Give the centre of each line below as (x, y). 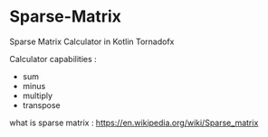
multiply (37, 96)
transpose (41, 105)
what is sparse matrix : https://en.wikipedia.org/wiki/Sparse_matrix (134, 123)
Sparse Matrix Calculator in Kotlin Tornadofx (92, 41)
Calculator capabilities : (53, 59)
